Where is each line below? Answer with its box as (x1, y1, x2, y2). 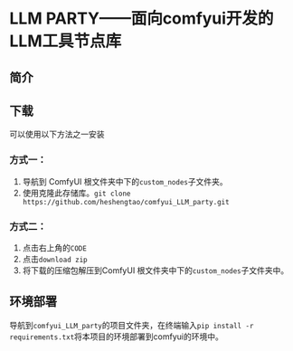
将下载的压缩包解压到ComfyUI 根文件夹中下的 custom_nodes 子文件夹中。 (22, 264, 289, 276)
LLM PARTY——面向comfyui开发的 (9, 8, 274, 29)
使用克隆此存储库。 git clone (22, 187, 131, 198)
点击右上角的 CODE (22, 242, 88, 253)
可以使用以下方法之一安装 (9, 128, 105, 140)
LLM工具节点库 (9, 31, 122, 52)
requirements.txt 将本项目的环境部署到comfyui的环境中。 (9, 331, 223, 342)
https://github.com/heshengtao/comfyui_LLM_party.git (22, 197, 230, 206)
